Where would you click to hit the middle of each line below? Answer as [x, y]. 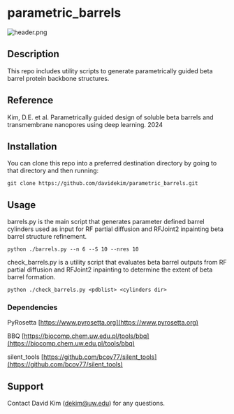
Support [25, 386]
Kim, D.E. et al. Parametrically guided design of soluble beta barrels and [111, 117]
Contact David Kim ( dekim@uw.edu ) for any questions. [86, 404]
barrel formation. [31, 277]
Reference [30, 100]
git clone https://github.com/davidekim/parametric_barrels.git [103, 184]
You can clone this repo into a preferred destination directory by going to [112, 163]
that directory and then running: [53, 171]
